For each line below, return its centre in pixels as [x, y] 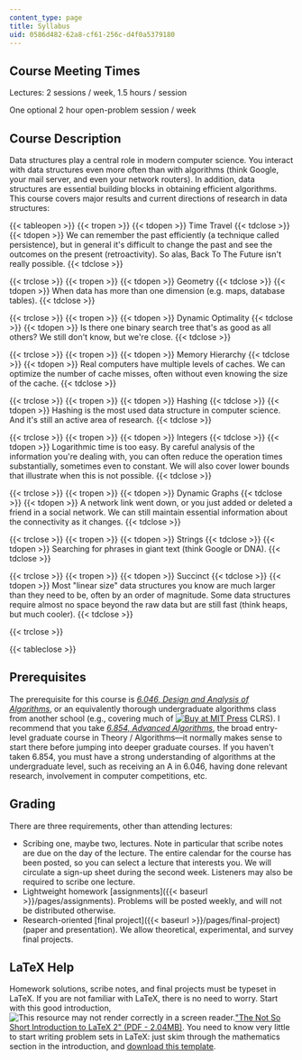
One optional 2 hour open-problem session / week [103, 110]
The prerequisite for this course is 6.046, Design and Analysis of [129, 699]
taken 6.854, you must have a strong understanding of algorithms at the [142, 756]
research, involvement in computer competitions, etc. [108, 775]
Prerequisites [48, 677]
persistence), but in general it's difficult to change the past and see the [141, 245]
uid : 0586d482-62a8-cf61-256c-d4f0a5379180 [92, 34]
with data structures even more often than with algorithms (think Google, [144, 169]
